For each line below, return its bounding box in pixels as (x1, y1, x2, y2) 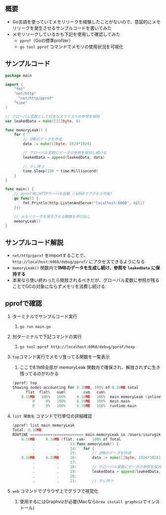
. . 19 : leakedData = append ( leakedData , (32, 469, 161, 474)
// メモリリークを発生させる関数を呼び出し (14, 214, 91, 219)
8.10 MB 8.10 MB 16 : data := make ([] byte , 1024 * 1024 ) (21, 455, 161, 460)
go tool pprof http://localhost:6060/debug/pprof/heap (19, 344, 135, 349)
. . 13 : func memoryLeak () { (32, 441, 119, 447)
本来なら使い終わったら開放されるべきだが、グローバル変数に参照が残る (12, 277, 160, 283)
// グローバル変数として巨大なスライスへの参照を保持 (5, 114, 100, 119)
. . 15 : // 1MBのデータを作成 (32, 451, 131, 455)
